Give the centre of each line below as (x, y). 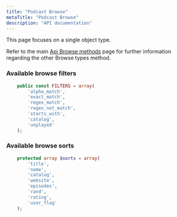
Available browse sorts (40, 146)
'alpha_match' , (47, 91)
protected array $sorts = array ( (59, 158)
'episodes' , (43, 186)
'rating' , (40, 197)
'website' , (41, 180)
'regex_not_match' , (52, 108)
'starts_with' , (47, 114)
